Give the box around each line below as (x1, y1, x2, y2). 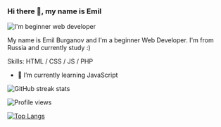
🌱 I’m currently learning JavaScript (17, 71, 118, 80)
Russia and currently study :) (7, 44, 91, 52)
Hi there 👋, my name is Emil (7, 6, 102, 16)
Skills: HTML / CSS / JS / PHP (7, 57, 94, 66)
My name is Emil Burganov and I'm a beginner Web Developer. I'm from (7, 36, 214, 44)
